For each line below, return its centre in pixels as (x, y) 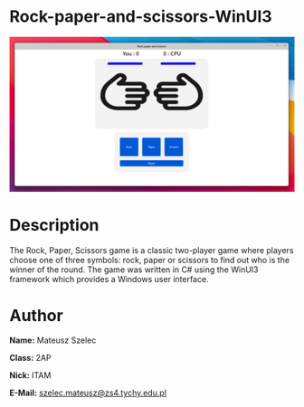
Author (36, 315)
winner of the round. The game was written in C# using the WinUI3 (134, 270)
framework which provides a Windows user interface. (109, 279)
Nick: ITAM (30, 375)
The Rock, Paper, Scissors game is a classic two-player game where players (152, 250)
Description (54, 225)
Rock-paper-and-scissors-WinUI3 (141, 17)
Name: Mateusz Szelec (53, 340)
